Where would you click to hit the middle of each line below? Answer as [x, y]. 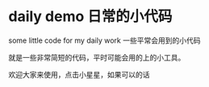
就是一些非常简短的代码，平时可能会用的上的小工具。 [97, 57]
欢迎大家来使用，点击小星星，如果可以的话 [79, 74]
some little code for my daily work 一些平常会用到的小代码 [104, 40]
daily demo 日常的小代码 [90, 17]
